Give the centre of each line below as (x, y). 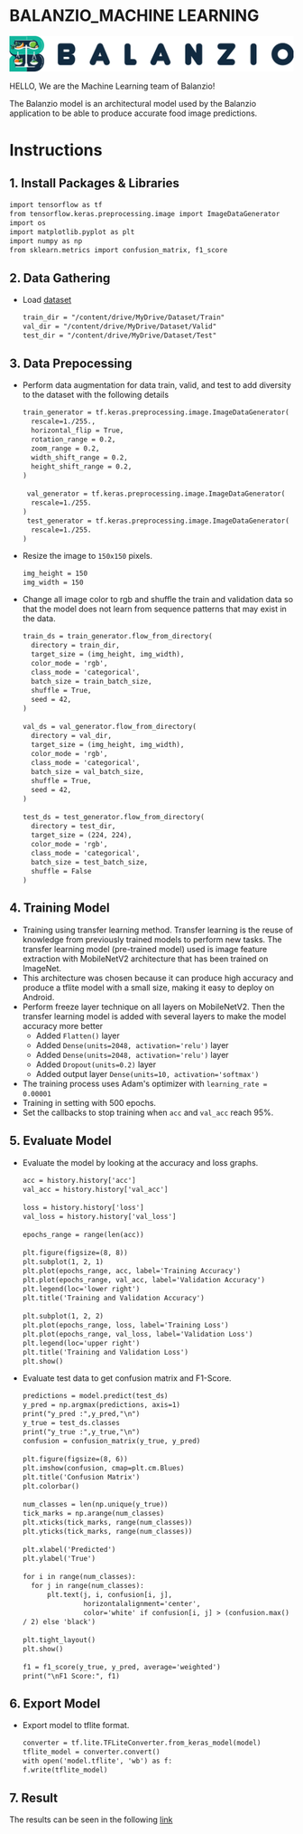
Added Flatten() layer (78, 1035)
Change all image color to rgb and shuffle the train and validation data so (158, 600)
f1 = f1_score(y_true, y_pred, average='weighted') (121, 1667)
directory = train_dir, (75, 646)
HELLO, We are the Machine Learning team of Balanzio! (112, 86)
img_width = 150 (53, 583)
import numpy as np (46, 241)
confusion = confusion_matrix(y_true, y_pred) (111, 1441)
